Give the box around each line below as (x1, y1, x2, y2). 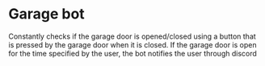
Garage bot (8, 5, 85, 23)
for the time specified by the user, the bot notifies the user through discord (8, 48, 257, 58)
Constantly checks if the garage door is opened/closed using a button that (8, 31, 256, 41)
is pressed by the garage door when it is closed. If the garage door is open (8, 39, 257, 49)
